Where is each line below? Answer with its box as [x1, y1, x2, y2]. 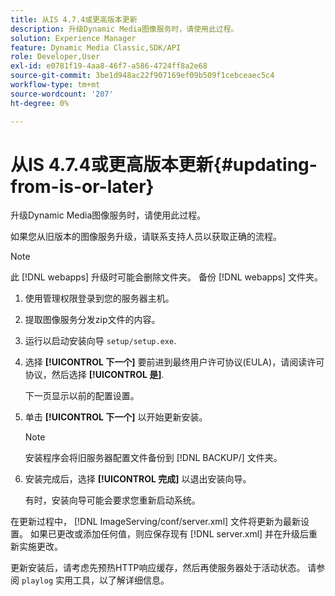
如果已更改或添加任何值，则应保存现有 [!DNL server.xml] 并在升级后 [29, 528, 310, 540]
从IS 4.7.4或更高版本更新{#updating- [10, 153, 318, 176]
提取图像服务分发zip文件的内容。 [24, 314, 161, 326]
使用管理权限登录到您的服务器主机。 [24, 292, 175, 305]
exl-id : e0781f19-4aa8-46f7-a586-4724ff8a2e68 [10, 61, 208, 71]
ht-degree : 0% [10, 98, 70, 108]
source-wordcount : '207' [10, 89, 114, 99]
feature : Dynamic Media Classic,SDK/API [10, 42, 182, 53]
